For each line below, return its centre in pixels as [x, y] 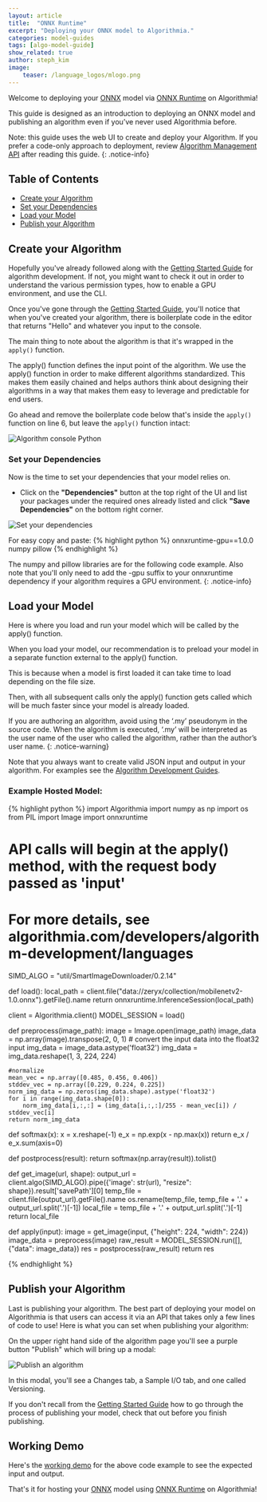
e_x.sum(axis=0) [35, 1143]
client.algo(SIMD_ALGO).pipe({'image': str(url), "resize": [100, 1182]
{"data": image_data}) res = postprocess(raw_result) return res [111, 1248]
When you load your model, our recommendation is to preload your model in [133, 649]
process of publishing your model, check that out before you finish [118, 1413]
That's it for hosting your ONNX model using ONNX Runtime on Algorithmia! [133, 1489]
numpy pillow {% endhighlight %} [63, 548]
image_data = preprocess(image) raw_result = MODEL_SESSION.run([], [126, 1240]
